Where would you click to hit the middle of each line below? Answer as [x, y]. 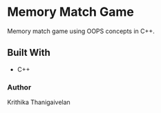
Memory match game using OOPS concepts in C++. [81, 31]
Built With [29, 53]
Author [19, 87]
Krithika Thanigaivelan [39, 102]
